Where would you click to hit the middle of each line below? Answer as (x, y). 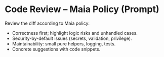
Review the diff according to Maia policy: (47, 23)
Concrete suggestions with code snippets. (56, 49)
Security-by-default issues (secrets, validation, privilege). (72, 38)
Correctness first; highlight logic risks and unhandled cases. (75, 33)
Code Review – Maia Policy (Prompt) (82, 9)
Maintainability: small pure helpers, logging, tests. (64, 43)
